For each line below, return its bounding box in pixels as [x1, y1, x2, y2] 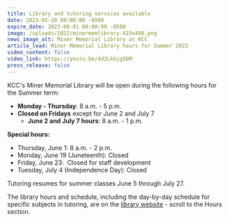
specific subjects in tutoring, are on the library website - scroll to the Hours [7, 199, 223, 208]
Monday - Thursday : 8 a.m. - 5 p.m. [17, 101, 122, 110]
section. [7, 207, 31, 215]
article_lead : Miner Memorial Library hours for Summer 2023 [7, 42, 189, 49]
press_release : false [7, 62, 70, 69]
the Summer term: [7, 88, 59, 97]
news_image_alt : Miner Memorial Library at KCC [7, 36, 148, 43]
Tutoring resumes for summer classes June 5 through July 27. [7, 179, 185, 188]
